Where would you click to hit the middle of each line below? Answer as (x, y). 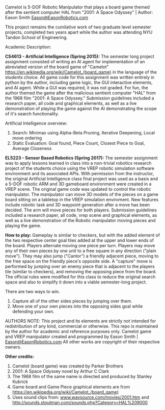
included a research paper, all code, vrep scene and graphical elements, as (81, 215)
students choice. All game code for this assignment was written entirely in (80, 77)
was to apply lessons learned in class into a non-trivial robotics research (78, 163)
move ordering (27, 138)
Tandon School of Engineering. (36, 37)
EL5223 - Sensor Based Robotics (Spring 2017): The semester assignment (82, 158)
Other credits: (20, 357)
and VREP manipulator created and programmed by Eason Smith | (72, 336)
